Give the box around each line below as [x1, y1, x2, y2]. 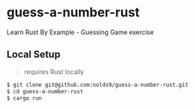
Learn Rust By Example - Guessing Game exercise [6, 28, 154, 36]
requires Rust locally [23, 67, 85, 76]
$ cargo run [6, 94, 42, 102]
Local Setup [6, 48, 61, 61]
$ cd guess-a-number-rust [6, 88, 83, 95]
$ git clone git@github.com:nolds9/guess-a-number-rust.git [6, 81, 189, 88]
